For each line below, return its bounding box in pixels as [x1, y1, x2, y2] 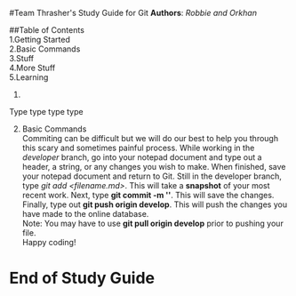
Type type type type [9, 107, 84, 116]
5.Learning [9, 72, 49, 83]
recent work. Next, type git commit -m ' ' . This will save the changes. [21, 190, 275, 200]
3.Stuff [9, 53, 35, 63]
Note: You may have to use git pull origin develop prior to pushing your [21, 218, 284, 228]
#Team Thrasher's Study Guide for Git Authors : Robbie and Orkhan [9, 8, 258, 18]
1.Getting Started [9, 35, 71, 44]
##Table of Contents [9, 25, 84, 35]
